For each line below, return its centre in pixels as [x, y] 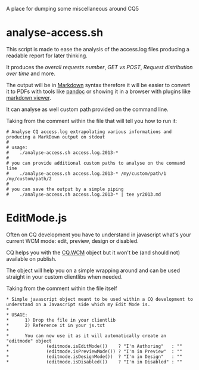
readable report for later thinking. [47, 55]
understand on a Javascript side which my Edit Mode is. [78, 304]
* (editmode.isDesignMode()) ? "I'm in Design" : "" [94, 357]
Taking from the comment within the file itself [62, 288]
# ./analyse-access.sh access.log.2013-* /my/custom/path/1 [86, 173]
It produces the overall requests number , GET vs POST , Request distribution [99, 67]
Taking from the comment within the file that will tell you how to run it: [92, 121]
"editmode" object [29, 341]
